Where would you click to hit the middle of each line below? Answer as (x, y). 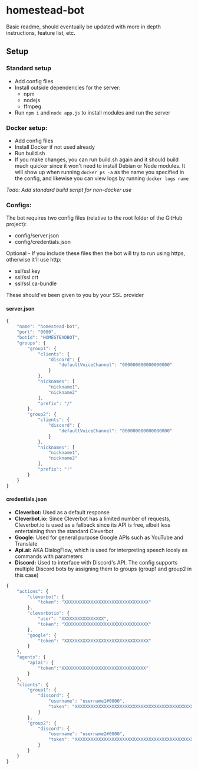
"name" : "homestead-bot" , (49, 327)
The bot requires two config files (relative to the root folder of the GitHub (94, 218)
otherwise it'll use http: (34, 260)
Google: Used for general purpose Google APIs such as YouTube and (99, 537)
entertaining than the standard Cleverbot (64, 531)
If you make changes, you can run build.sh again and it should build (96, 159)
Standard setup (29, 68)
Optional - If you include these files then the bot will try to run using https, (96, 253)
